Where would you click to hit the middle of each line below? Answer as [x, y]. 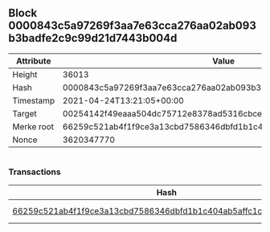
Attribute [33, 61]
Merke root [33, 126]
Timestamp [34, 100]
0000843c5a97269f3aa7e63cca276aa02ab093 [133, 26]
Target [25, 113]
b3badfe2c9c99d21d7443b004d [93, 38]
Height [25, 74]
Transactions [35, 172]
